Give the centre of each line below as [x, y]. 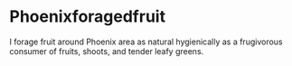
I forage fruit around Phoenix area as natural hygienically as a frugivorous [146, 42]
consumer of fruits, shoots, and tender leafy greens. [107, 51]
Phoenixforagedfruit [87, 17]
